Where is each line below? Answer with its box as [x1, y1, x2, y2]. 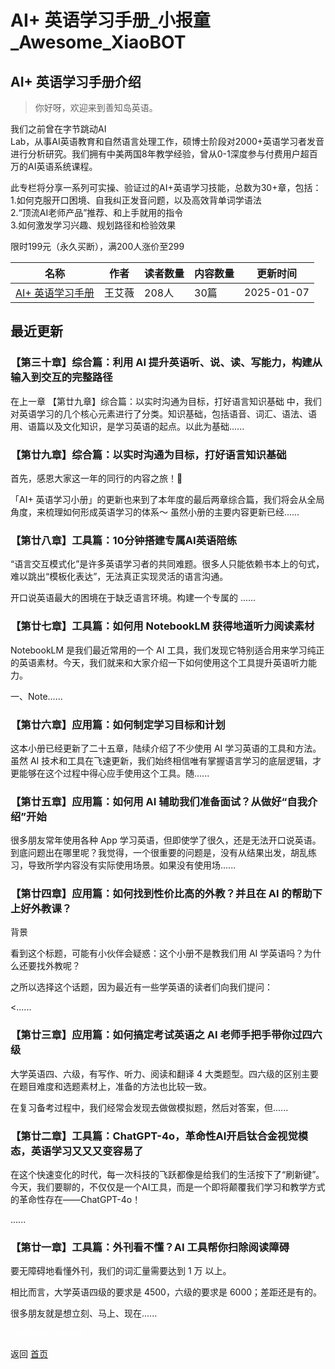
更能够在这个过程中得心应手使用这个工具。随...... [10, 767, 210, 779]
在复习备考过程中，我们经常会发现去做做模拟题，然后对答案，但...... [10, 1101, 289, 1113]
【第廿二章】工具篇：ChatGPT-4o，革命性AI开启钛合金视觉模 [10, 1129, 309, 1143]
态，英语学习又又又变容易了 [10, 1144, 144, 1158]
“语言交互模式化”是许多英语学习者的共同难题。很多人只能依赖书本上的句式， [10, 558, 325, 570]
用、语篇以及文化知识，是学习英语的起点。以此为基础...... [10, 420, 245, 432]
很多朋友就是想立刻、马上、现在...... [10, 1307, 158, 1320]
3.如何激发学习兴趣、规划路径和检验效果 [10, 219, 177, 231]
